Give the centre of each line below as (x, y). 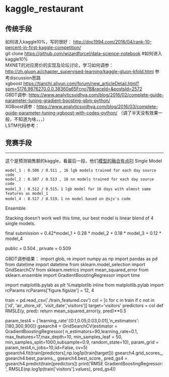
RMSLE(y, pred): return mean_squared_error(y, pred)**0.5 (66, 311)
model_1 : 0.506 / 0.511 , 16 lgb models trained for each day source (81, 170)
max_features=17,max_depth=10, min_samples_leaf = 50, (64, 337)
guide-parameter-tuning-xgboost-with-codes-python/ (61, 113)
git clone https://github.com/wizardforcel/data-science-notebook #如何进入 (84, 53)
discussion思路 (25, 78)
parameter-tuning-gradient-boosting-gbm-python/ (58, 101)
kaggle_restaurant (45, 9)
